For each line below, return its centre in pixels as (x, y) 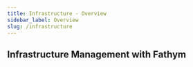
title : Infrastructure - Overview (57, 13)
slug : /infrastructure (40, 26)
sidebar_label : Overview (43, 20)
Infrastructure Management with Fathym (97, 54)
